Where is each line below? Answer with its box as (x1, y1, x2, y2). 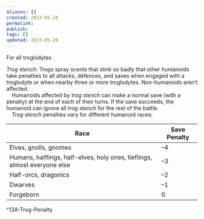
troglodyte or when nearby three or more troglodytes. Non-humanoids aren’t (6, 78, 198, 86)
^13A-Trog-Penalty (6, 206, 53, 213)
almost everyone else (9, 161, 71, 169)
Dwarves (9, 181, 35, 189)
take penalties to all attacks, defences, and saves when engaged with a (6, 72, 185, 79)
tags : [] (6, 32, 29, 38)
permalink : (6, 20, 34, 26)
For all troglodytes (6, 54, 52, 61)
